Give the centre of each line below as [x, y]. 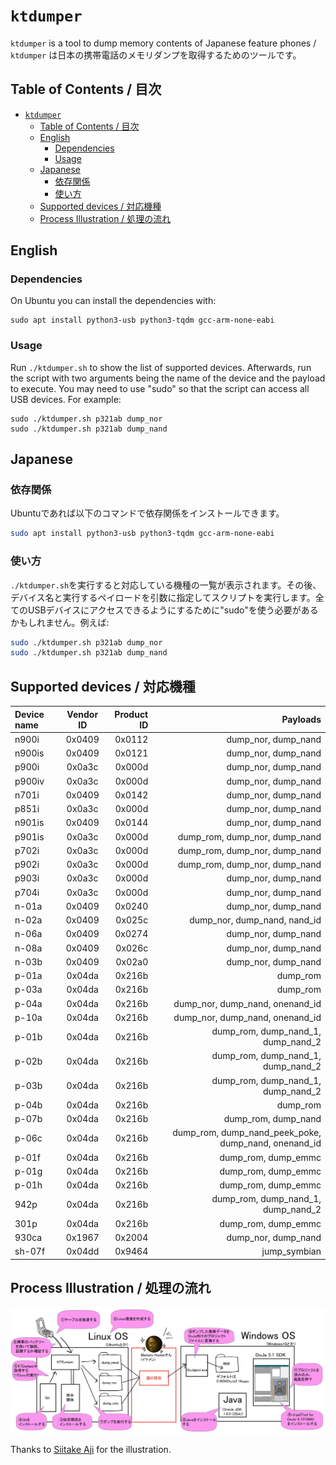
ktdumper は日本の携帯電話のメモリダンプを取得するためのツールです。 [156, 55]
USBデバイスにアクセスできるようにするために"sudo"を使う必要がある [173, 610]
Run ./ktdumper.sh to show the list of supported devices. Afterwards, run [161, 367]
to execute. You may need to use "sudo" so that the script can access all [160, 388]
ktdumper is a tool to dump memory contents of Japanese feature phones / [163, 43]
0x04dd [83, 1251]
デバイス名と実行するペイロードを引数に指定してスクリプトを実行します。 [163, 597]
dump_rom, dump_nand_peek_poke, [247, 1133]
